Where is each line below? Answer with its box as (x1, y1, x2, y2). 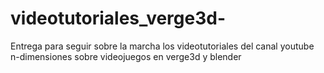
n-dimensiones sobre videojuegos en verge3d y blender (10, 50, 242, 62)
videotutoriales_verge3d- (10, 7, 227, 30)
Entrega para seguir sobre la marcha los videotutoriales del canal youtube (10, 40, 315, 52)
